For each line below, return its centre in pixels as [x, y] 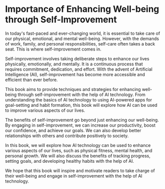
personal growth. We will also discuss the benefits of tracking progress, [78, 156]
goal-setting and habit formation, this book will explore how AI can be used [81, 105]
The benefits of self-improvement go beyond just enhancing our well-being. [82, 120]
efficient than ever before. [32, 80]
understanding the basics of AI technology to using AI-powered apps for [79, 99]
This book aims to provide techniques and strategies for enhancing [73, 89]
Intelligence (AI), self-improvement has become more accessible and [75, 74]
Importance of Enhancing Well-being [82, 9]
